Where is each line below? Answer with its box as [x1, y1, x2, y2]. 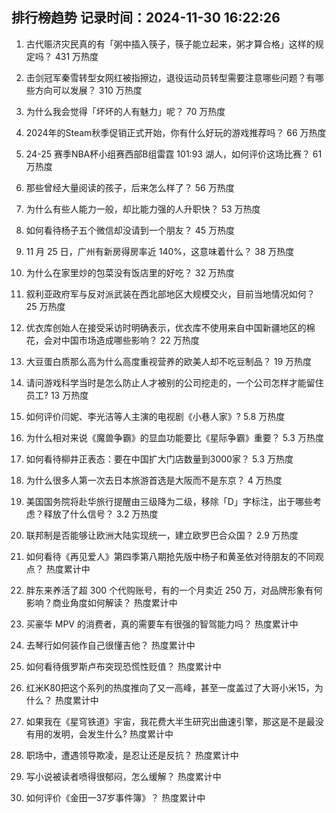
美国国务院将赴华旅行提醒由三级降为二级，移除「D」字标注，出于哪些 [25, 495, 313, 507]
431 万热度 [54, 50, 99, 62]
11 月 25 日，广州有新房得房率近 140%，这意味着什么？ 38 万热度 [25, 245, 295, 257]
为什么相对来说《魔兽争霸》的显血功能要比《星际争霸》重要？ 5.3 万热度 [25, 431, 324, 443]
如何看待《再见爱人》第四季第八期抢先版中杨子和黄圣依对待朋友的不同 [25, 550, 316, 562]
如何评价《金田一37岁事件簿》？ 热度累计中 [25, 791, 206, 803]
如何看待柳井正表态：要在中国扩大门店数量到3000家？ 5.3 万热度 [25, 453, 294, 465]
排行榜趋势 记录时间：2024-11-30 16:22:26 [11, 9, 281, 27]
